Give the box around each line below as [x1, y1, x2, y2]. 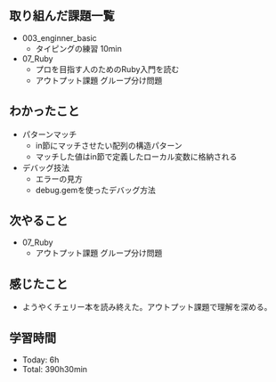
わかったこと [9, 103, 80, 118]
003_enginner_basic [21, 32, 98, 43]
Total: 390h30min [21, 364, 87, 375]
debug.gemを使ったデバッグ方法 [35, 184, 156, 195]
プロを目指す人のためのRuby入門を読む [35, 63, 180, 74]
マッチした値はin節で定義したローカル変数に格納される [35, 150, 238, 162]
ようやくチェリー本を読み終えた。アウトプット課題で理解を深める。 [21, 302, 272, 313]
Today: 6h [21, 354, 60, 365]
